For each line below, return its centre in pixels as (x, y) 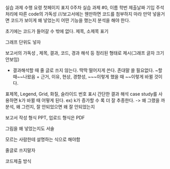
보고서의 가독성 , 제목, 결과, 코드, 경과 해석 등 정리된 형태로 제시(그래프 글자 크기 (85, 53)
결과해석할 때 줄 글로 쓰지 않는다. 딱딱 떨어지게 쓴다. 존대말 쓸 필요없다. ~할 (87, 70)
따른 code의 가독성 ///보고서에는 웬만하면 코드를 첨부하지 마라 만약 (85, 14)
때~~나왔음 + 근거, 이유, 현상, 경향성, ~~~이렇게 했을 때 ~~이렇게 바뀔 (83, 77)
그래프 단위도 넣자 (23, 42)
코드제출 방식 (18, 161)
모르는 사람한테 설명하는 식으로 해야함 (43, 139)
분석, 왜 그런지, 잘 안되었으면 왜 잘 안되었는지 (50, 107)
